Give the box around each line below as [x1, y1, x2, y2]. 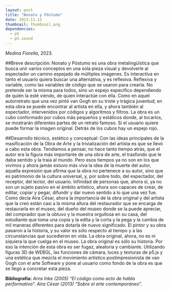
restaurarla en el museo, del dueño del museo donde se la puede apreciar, [5, 206, 162, 212]
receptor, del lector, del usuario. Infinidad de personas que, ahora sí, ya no [5, 178, 162, 185]
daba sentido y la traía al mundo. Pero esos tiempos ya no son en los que [5, 156, 159, 163]
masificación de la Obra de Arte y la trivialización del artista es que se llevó [5, 140, 163, 146]
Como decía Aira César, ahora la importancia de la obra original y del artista [5, 195, 164, 201]
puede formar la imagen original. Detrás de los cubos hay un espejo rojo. [5, 125, 159, 131]
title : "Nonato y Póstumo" [5, 12, 63, 17]
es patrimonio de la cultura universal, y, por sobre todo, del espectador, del [5, 173, 163, 179]
